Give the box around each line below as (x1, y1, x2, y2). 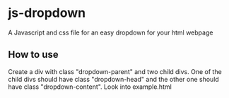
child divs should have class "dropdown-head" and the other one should (8, 75, 220, 83)
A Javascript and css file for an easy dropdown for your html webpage (8, 28, 213, 37)
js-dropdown (8, 5, 86, 21)
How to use (8, 49, 59, 61)
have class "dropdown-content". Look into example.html (8, 82, 172, 91)
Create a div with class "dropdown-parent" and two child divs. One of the (8, 67, 222, 75)
